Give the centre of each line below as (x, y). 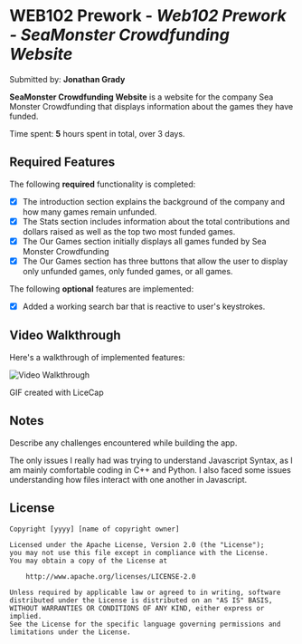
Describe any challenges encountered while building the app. (123, 442)
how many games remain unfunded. (90, 211)
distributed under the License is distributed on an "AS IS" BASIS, (141, 600)
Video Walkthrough (65, 336)
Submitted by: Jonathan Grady (67, 79)
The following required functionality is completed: (103, 184)
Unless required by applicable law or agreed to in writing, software (145, 592)
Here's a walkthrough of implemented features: (97, 357)
